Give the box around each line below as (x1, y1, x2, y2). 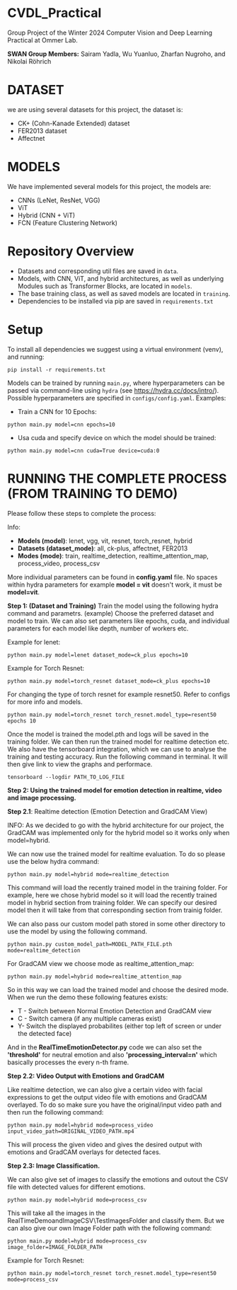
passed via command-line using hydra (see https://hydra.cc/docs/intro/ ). (7, 386, 219, 394)
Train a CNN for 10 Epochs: (17, 407, 97, 415)
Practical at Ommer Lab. (7, 35, 78, 44)
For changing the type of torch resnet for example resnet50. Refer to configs (7, 690, 231, 698)
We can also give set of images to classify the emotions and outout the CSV (7, 1175, 229, 1183)
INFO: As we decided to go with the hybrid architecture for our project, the (7, 821, 224, 829)
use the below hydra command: (7, 857, 100, 865)
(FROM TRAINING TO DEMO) (7, 485, 178, 502)
